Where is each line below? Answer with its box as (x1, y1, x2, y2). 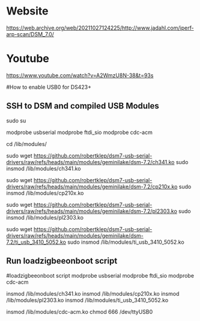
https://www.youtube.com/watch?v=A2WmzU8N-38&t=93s (6, 71, 154, 79)
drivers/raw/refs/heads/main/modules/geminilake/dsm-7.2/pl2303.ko (6, 207, 177, 215)
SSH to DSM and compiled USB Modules (6, 101, 159, 111)
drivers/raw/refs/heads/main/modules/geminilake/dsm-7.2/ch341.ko (6, 158, 175, 165)
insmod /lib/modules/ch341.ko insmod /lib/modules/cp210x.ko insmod (6, 290, 180, 297)
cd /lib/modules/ (6, 140, 47, 147)
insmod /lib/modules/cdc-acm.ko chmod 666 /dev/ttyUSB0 (6, 308, 153, 315)
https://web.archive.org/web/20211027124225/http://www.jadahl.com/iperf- (6, 24, 194, 31)
